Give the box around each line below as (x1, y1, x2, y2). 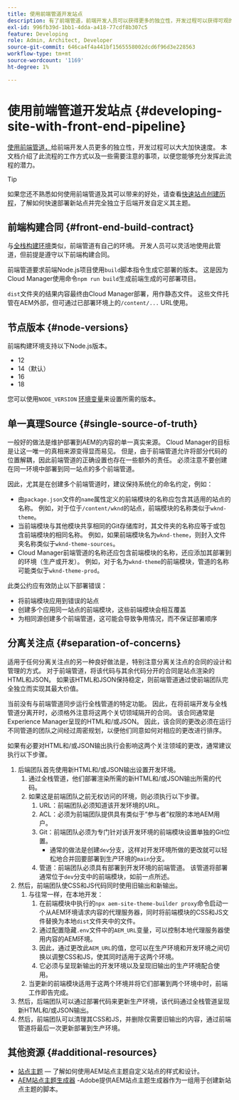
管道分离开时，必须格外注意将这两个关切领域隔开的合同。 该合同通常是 (7, 708, 215, 716)
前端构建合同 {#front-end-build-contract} (7, 221, 194, 233)
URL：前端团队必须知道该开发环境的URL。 (38, 801, 164, 809)
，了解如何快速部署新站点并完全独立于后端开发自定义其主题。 (14, 198, 194, 207)
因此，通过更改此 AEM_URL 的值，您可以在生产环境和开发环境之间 (38, 943, 224, 952)
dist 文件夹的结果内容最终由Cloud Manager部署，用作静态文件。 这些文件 (7, 289, 223, 298)
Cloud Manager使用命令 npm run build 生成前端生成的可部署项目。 (7, 274, 201, 283)
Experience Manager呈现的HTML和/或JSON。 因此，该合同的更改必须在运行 (7, 717, 232, 726)
